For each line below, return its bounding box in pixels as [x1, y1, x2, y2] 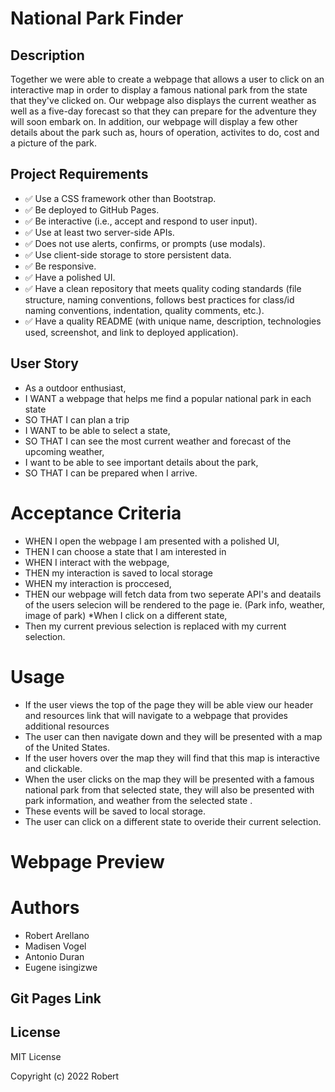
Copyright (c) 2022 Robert [10, 1070, 120, 1082]
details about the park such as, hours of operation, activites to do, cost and [10, 127, 320, 138]
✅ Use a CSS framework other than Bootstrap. [24, 192, 217, 204]
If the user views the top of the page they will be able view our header [24, 698, 314, 711]
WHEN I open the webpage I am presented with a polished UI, [24, 535, 280, 547]
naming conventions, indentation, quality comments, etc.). [24, 304, 265, 316]
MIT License [10, 1050, 62, 1062]
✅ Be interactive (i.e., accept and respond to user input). [24, 215, 258, 227]
